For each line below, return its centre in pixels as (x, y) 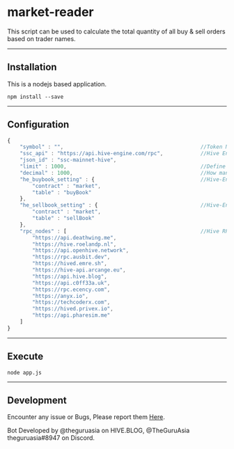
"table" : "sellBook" (64, 219)
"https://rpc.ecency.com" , (71, 290)
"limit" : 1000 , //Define (123, 167)
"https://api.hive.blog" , (70, 276)
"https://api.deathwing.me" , (75, 237)
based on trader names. (41, 38)
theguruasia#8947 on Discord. (51, 438)
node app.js (24, 372)
